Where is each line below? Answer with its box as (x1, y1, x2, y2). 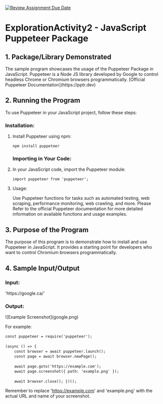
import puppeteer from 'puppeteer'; (12, 177, 89, 182)
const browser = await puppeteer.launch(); (14, 349, 106, 354)
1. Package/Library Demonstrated (5, 52, 112, 61)
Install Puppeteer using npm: (12, 133, 71, 139)
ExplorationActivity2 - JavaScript (5, 22, 147, 33)
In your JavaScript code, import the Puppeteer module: (12, 166, 126, 172)
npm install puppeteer (12, 144, 60, 149)
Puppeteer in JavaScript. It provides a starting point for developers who (5, 244, 152, 250)
